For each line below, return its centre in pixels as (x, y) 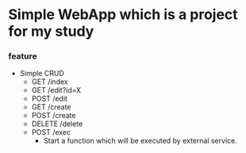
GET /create (51, 107)
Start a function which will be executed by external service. (140, 141)
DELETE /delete (57, 124)
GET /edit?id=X (56, 90)
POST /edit (49, 99)
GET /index (50, 82)
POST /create (54, 116)
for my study (51, 31)
